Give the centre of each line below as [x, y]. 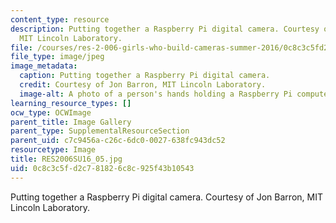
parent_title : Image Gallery [71, 122]
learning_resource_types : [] [71, 103]
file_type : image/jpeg [57, 57]
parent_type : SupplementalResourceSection [100, 131]
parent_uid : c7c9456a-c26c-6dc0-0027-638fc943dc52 [118, 141]
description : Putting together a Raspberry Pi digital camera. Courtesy [165, 29]
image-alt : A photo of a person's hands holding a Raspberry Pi [156, 94]
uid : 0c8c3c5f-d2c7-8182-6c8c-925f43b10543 [102, 168]
